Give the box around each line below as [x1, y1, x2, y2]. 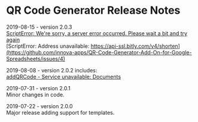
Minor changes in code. [6, 91, 65, 98]
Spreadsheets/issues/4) [6, 55, 66, 62]
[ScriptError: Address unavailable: [6, 42, 90, 50]
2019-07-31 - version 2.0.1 [6, 84, 71, 91]
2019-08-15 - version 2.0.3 [6, 23, 72, 30]
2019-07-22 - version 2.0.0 [6, 102, 73, 109]
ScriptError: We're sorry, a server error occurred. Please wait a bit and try [6, 29, 187, 36]
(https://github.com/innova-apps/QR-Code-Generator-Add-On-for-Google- [6, 48, 193, 56]
